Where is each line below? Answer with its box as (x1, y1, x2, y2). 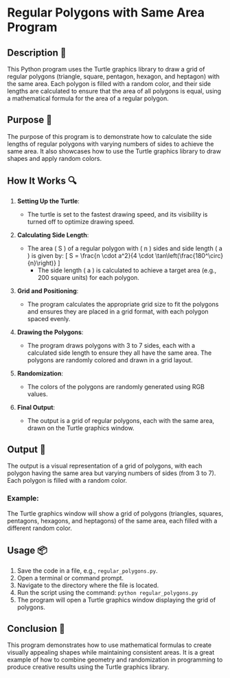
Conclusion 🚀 (7, 622, 65, 634)
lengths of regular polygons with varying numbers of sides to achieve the (7, 140, 214, 148)
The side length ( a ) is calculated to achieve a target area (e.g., (37, 266, 217, 274)
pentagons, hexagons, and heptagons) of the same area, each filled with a (7, 516, 218, 525)
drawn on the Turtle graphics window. (27, 424, 135, 432)
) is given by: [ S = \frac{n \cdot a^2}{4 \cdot (27, 251, 154, 259)
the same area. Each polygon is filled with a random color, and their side (7, 80, 211, 87)
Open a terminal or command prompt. (16, 573, 124, 582)
